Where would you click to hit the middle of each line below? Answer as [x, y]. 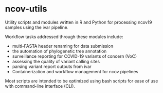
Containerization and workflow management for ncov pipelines [75, 71]
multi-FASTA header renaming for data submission [63, 46]
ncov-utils [26, 9]
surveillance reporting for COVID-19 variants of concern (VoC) [74, 56]
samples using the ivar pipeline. [37, 27]
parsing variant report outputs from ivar [52, 66]
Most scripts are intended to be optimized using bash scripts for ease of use [81, 81]
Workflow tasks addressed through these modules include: [64, 37]
